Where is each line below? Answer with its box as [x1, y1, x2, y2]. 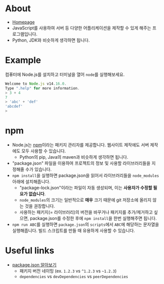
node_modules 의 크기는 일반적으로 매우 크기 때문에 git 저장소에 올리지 [19, 197, 152, 203]
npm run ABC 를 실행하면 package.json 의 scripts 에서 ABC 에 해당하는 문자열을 [12, 221, 159, 227]
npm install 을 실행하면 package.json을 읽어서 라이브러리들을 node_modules [12, 172, 159, 178]
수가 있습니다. [25, 166, 52, 172]
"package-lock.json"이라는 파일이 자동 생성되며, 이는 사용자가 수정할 [19, 185, 153, 190]
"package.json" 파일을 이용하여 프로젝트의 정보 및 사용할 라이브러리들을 [12, 160, 151, 166]
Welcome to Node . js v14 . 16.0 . [5, 81, 67, 86]
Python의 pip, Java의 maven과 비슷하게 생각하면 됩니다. [19, 154, 128, 160]
